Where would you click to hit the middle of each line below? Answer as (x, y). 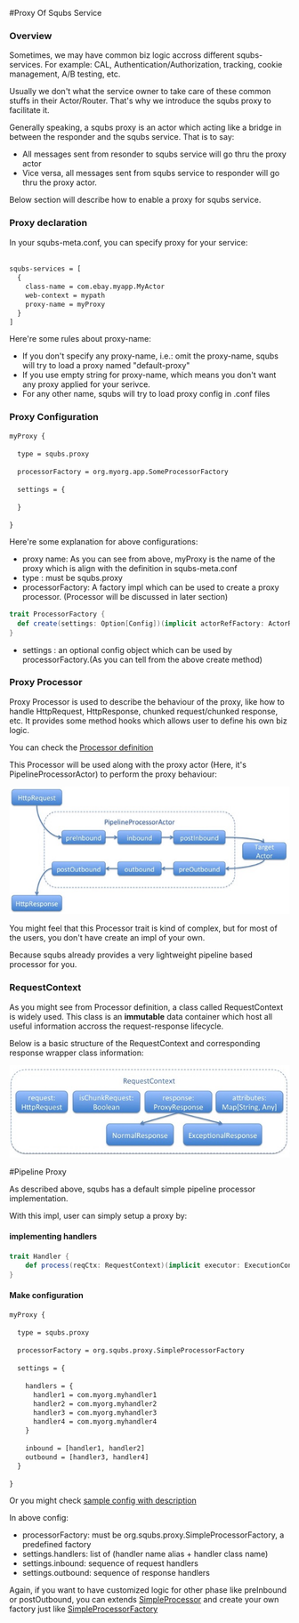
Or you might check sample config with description (103, 1501)
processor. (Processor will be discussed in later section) (125, 596)
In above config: (39, 1518)
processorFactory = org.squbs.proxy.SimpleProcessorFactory (131, 1351)
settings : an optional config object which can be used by (127, 650)
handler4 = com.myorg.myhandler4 (95, 1422)
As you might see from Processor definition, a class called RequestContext (146, 1007)
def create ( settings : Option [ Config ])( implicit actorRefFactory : (141, 623)
